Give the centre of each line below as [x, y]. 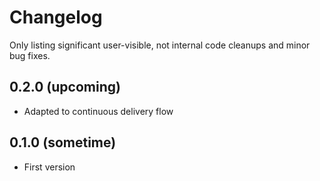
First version [49, 167]
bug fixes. [30, 55]
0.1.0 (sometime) [63, 142]
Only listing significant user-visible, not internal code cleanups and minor [160, 45]
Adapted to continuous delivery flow [98, 111]
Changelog [56, 17]
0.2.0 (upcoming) [65, 87]
